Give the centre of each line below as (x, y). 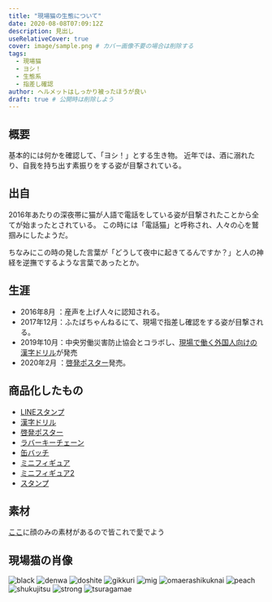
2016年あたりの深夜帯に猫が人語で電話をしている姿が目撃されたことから (130, 214)
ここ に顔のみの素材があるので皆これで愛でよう (86, 532)
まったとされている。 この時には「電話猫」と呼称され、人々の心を (141, 225)
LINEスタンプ (42, 412)
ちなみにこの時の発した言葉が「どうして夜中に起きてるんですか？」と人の (133, 252)
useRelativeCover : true (49, 39)
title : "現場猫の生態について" (55, 16)
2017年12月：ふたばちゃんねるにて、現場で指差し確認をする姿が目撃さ (138, 321)
